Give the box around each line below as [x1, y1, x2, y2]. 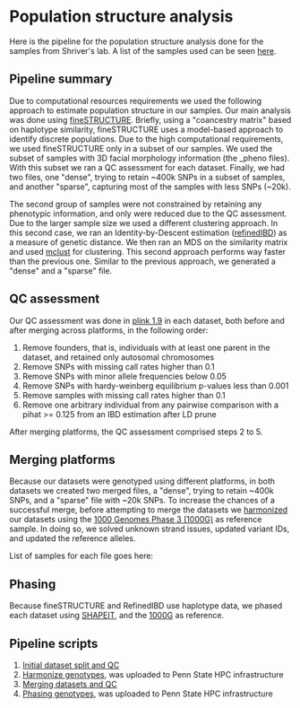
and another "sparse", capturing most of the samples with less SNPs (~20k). [9, 181, 291, 192]
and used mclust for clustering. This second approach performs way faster [9, 246, 287, 257]
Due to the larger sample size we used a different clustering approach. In [9, 217, 279, 228]
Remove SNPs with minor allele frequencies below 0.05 [21, 371, 227, 381]
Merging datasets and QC [21, 679, 118, 689]
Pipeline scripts [9, 635, 99, 651]
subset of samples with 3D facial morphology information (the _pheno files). [9, 153, 290, 163]
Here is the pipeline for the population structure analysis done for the [9, 36, 264, 47]
